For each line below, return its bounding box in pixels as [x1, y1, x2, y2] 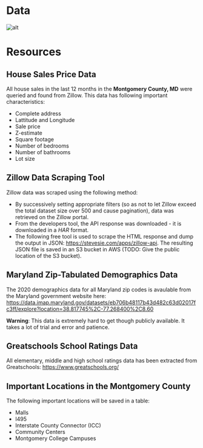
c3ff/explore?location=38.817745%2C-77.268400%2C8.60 [6, 305, 154, 313]
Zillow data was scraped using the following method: [6, 189, 138, 196]
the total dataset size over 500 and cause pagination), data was [15, 207, 175, 214]
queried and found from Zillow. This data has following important [6, 92, 168, 99]
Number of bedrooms [15, 142, 70, 149]
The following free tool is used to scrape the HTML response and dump [15, 232, 194, 240]
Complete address [15, 110, 62, 117]
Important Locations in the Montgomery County [6, 381, 191, 392]
